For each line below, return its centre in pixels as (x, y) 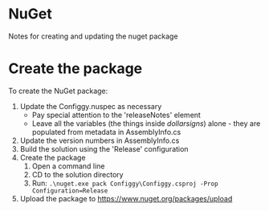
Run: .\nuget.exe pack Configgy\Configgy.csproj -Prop (125, 183)
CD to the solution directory (77, 174)
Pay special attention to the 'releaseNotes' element (116, 115)
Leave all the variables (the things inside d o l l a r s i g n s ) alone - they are (146, 123)
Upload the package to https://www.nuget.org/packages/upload (126, 198)
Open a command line (68, 166)
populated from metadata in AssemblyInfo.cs (106, 132)
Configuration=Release (70, 191)
